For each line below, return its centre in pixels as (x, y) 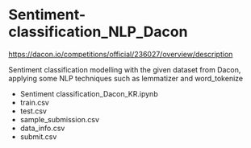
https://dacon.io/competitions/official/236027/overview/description (121, 54)
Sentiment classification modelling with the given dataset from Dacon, (125, 69)
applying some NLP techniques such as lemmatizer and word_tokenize (126, 78)
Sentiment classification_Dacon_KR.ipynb (89, 93)
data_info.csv (42, 128)
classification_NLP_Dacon (98, 32)
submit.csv (38, 136)
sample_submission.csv (59, 119)
